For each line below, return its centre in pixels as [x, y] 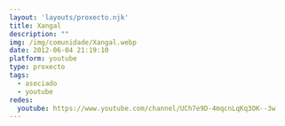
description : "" [39, 34]
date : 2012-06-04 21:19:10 [59, 51]
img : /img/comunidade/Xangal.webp [73, 42]
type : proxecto [37, 67]
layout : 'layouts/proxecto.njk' [69, 17]
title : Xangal [36, 26]
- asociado [37, 83]
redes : [21, 100]
